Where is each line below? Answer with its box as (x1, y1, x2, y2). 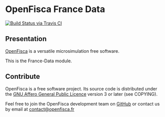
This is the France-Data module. (5, 58, 72, 64)
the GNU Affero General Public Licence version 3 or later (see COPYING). (5, 91, 158, 97)
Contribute (5, 72, 40, 81)
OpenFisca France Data (5, 4, 105, 15)
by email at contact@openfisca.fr (5, 106, 75, 112)
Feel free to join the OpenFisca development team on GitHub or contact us (5, 100, 160, 106)
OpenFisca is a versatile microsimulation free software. (5, 48, 120, 54)
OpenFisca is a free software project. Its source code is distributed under (5, 85, 157, 91)
